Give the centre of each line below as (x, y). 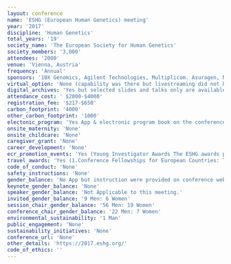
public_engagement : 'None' (46, 224)
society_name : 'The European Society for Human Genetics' (92, 45)
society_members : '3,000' (44, 52)
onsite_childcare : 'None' (44, 135)
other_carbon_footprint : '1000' (53, 115)
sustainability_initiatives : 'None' (59, 231)
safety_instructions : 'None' (49, 173)
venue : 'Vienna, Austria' (44, 65)
